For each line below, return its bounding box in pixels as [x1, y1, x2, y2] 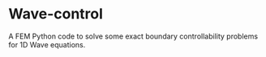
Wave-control [8, 5, 104, 23]
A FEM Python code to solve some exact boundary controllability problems [8, 31, 258, 41]
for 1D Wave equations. [8, 39, 86, 49]
